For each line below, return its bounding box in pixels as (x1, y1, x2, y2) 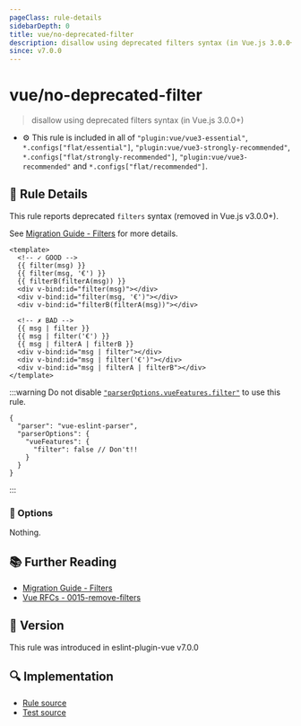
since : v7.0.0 (9, 47, 63, 56)
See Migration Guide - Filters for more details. (9, 228, 178, 239)
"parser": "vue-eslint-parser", (17, 421, 139, 431)
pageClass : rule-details (9, 13, 102, 22)
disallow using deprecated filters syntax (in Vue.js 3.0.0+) (30, 115, 245, 126)
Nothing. (9, 527, 42, 538)
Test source (21, 706, 67, 718)
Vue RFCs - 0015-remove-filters (21, 591, 142, 602)
